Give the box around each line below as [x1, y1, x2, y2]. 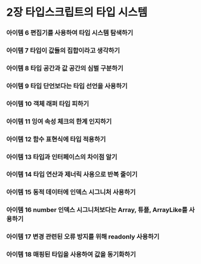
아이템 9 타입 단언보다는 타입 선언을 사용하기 [6, 82, 128, 90]
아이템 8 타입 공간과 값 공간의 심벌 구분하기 [6, 64, 124, 72]
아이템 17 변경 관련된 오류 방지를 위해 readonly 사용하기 [6, 233, 160, 241]
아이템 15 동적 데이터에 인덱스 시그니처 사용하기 [6, 188, 136, 196]
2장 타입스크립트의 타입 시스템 [6, 5, 148, 19]
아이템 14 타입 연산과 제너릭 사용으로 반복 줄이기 [6, 170, 138, 179]
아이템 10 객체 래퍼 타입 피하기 [6, 99, 90, 108]
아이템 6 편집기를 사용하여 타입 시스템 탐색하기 [6, 28, 133, 37]
